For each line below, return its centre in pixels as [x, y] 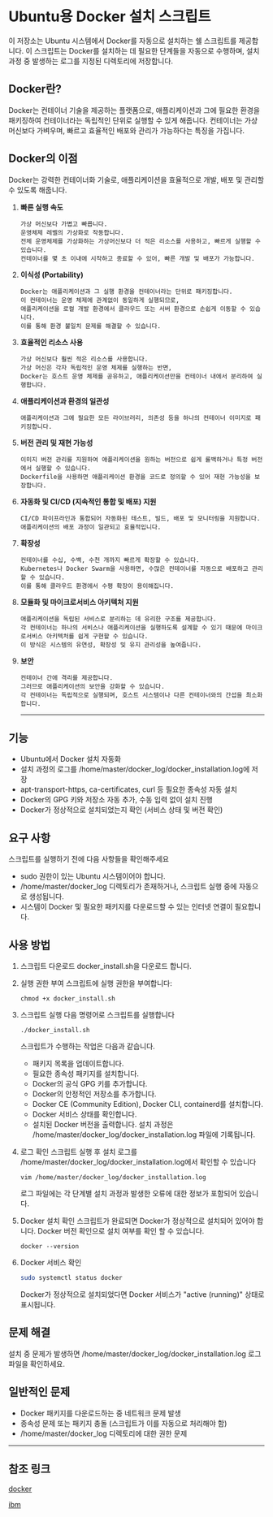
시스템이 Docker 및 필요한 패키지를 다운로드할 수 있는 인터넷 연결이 [126, 907]
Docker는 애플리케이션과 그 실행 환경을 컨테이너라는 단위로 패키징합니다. [126, 292]
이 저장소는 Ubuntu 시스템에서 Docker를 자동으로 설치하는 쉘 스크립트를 [123, 41]
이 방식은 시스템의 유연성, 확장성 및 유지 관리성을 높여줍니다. [110, 645]
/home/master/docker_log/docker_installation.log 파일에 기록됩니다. [144, 1135]
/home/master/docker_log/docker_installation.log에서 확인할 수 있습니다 [138, 1162]
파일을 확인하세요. [37, 1364]
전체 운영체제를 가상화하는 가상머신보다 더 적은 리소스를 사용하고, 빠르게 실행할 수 [141, 241]
